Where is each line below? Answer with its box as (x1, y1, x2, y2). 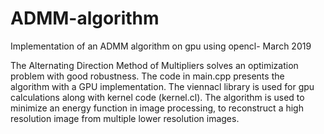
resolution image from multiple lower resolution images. (10, 112, 240, 124)
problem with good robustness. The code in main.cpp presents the (10, 70, 285, 82)
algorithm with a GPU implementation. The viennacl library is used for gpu (10, 80, 315, 92)
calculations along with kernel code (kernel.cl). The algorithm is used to (10, 91, 305, 103)
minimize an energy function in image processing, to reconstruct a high (10, 102, 304, 114)
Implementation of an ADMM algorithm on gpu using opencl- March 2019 (10, 40, 312, 52)
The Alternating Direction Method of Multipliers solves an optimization (10, 59, 299, 71)
